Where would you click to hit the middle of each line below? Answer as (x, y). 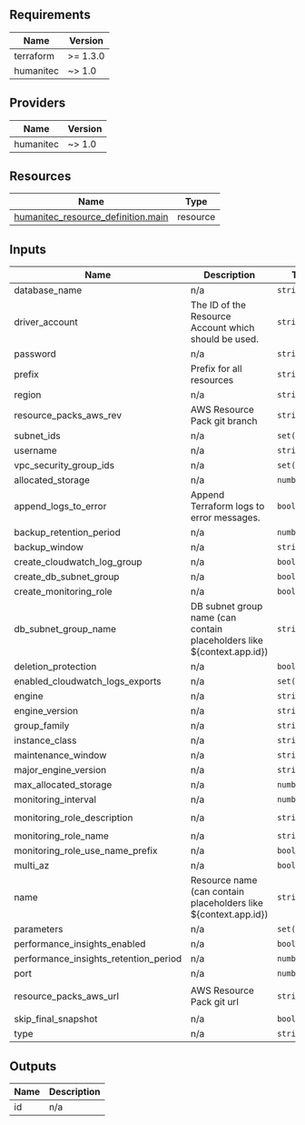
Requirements (50, 15)
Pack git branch (224, 421)
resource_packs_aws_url (67, 997)
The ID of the (218, 306)
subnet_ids (37, 436)
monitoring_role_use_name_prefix (86, 851)
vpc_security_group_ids (64, 466)
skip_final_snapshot (56, 1020)
